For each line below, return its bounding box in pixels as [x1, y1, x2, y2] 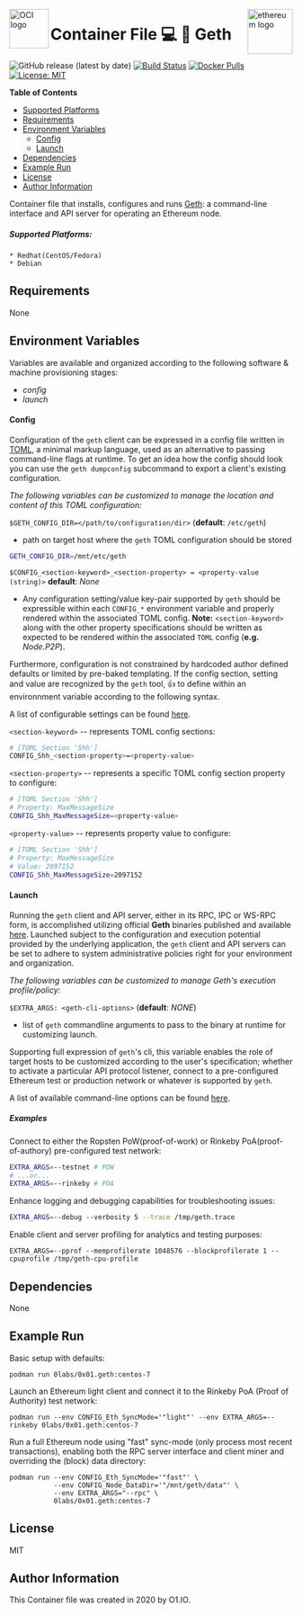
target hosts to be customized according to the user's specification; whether [9, 1056, 293, 1066]
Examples [9, 1113, 48, 1124]
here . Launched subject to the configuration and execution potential [9, 929, 261, 940]
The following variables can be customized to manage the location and [9, 490, 274, 501]
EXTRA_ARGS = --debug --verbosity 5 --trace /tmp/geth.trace [9, 1213, 235, 1222]
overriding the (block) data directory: [9, 1455, 147, 1466]
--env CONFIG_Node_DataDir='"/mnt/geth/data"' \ [53, 1480, 240, 1490]
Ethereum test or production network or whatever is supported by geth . [9, 1075, 273, 1085]
